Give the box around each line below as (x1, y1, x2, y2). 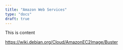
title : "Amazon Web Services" (5, 7, 67, 12)
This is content (5, 30, 35, 36)
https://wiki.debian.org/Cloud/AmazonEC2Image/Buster (5, 39, 118, 45)
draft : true (5, 16, 30, 21)
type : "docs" (5, 12, 32, 17)
